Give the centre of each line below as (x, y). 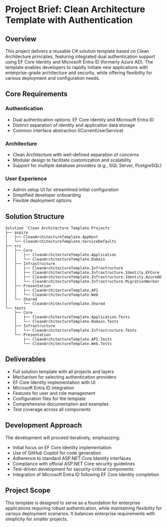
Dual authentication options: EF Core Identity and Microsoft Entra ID (83, 119)
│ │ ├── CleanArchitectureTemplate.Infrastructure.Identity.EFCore (82, 273)
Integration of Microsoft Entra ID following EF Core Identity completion (86, 474)
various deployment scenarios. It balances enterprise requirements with (80, 513)
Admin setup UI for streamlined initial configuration (66, 190)
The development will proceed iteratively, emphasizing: (63, 438)
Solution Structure (35, 216)
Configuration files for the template (49, 398)
